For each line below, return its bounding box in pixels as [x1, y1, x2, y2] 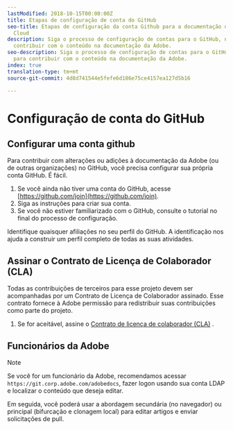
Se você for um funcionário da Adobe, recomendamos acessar [7, 372, 187, 380]
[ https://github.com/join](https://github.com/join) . [17, 192, 159, 200]
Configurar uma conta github [7, 138, 135, 150]
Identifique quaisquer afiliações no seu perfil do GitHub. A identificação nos [7, 227, 224, 236]
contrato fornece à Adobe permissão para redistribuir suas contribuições [7, 299, 216, 307]
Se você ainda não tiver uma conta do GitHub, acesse [17, 184, 171, 193]
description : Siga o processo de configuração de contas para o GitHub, [7, 36, 222, 43]
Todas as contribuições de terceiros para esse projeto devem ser [7, 284, 193, 293]
